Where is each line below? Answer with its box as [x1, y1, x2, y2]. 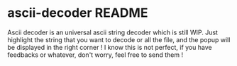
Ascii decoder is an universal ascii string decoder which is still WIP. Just [7, 28, 219, 37]
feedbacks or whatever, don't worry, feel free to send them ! [7, 51, 183, 59]
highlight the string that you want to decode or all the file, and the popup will [7, 35, 231, 44]
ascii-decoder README [7, 5, 148, 21]
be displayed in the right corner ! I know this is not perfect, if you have [7, 43, 212, 51]
